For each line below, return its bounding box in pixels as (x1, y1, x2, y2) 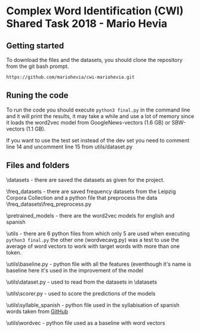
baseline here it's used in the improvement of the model (6, 266, 143, 274)
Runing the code (6, 91, 69, 101)
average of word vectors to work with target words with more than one (6, 243, 180, 250)
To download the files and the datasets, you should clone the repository (6, 57, 183, 63)
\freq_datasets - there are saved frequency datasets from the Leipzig (6, 188, 176, 195)
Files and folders (6, 160, 70, 170)
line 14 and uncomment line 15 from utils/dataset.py (6, 143, 133, 150)
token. (6, 249, 22, 256)
